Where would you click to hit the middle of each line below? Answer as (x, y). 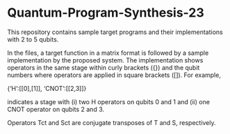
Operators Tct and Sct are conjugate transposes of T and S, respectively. (112, 122)
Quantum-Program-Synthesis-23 (106, 13)
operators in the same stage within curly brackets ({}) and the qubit (104, 67)
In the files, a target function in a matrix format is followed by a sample (108, 53)
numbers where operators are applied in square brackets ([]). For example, (114, 75)
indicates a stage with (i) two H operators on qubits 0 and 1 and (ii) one (109, 101)
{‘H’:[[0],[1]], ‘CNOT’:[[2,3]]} (47, 88)
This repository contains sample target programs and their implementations (115, 32)
